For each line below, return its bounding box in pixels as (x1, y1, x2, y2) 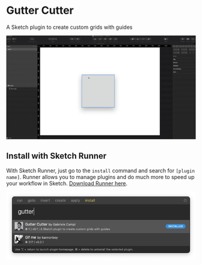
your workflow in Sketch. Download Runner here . (6, 180, 128, 187)
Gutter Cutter (6, 4, 74, 17)
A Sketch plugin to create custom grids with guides (6, 23, 133, 31)
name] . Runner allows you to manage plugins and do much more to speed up (6, 173, 195, 180)
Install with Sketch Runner (6, 151, 107, 161)
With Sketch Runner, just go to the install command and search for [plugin (6, 166, 195, 174)
